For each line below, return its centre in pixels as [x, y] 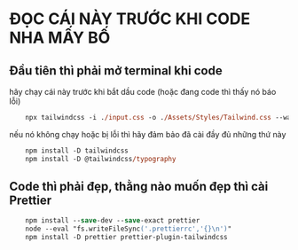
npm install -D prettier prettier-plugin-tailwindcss [126, 238]
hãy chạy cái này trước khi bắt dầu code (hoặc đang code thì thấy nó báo [143, 92]
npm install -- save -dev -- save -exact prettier [113, 221]
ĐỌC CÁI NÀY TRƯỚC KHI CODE [130, 19]
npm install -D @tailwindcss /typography [101, 159]
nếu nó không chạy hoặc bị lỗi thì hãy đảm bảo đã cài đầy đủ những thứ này [148, 134]
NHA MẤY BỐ [60, 38]
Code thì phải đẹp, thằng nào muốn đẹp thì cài [139, 187]
